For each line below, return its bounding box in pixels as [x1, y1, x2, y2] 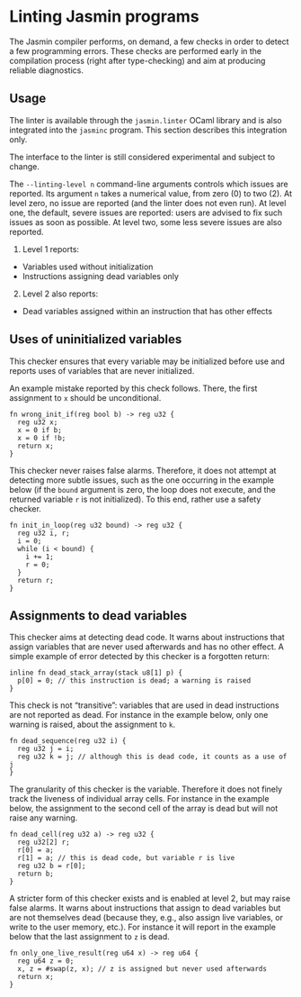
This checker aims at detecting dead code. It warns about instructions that [9, 632, 285, 643]
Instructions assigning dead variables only [22, 270, 180, 281]
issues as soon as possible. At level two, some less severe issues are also [9, 216, 283, 227]
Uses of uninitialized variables [9, 331, 182, 348]
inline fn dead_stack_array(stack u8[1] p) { [9, 668, 182, 677]
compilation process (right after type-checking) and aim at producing [9, 55, 266, 66]
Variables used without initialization [22, 261, 154, 272]
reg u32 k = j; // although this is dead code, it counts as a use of [17, 752, 288, 762]
